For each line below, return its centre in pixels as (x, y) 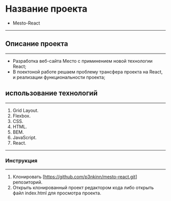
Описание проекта (37, 44)
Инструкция (21, 161)
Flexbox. (22, 116)
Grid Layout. (26, 110)
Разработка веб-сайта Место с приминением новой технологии (82, 61)
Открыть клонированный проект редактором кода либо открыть (83, 187)
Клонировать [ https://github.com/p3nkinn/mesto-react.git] (75, 177)
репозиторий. (27, 182)
